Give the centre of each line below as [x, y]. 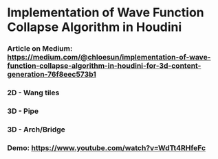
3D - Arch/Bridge [36, 130]
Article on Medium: [40, 49]
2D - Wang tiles [33, 93]
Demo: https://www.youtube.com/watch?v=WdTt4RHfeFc [107, 147]
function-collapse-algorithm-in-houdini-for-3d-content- [104, 66]
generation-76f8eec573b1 [52, 75]
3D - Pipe [23, 111]
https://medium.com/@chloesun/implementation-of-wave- [109, 58]
